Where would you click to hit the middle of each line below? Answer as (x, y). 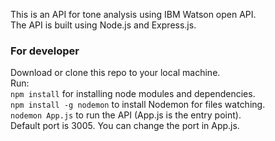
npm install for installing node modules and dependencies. (133, 94)
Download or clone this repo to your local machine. (115, 73)
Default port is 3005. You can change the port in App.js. (125, 126)
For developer (45, 51)
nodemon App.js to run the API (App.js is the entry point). (126, 115)
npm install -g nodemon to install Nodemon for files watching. (138, 105)
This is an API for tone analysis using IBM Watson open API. (133, 14)
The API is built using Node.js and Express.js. (103, 25)
